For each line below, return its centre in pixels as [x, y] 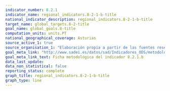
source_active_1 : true [29, 43]
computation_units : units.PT [36, 33]
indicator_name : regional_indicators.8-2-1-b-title [61, 15]
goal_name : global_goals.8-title [40, 29]
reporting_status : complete [35, 71]
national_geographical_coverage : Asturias [51, 38]
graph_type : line [24, 80]
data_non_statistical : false [36, 66]
